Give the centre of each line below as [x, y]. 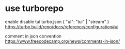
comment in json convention [33, 36]
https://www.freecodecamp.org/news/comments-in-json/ [62, 41]
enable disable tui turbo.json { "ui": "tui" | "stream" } [57, 22]
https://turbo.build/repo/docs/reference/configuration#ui [62, 26]
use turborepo [34, 8]
